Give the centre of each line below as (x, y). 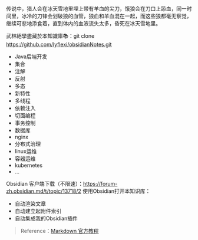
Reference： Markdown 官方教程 (60, 231)
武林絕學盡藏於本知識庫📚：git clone (50, 36)
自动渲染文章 (30, 203)
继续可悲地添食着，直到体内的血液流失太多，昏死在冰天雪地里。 (83, 23)
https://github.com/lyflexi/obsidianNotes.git (59, 44)
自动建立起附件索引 (38, 211)
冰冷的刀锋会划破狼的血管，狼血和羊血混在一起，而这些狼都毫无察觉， (107, 16)
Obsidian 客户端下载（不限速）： (45, 184)
